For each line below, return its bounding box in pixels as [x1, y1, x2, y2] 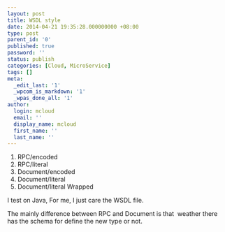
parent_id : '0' [7, 36, 52, 43]
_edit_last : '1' [13, 82, 61, 89]
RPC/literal [17, 160, 48, 168]
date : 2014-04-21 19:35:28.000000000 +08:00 [7, 23, 139, 30]
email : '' [13, 114, 42, 121]
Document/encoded [17, 168, 75, 176]
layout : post [7, 10, 45, 17]
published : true [7, 43, 55, 50]
